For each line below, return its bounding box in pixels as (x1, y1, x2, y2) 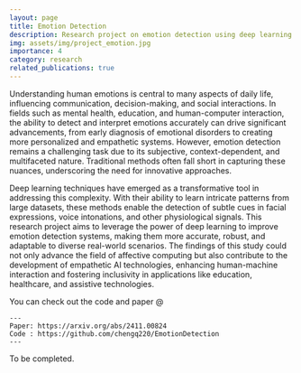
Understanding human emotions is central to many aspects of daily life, (9, 88, 274, 99)
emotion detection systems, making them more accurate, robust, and (9, 230, 266, 241)
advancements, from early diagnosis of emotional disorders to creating (9, 126, 273, 137)
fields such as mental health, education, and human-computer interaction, (9, 107, 285, 118)
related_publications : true (9, 64, 115, 73)
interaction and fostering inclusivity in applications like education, (9, 268, 252, 280)
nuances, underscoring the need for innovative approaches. (9, 164, 233, 176)
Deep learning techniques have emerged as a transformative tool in (9, 182, 260, 193)
